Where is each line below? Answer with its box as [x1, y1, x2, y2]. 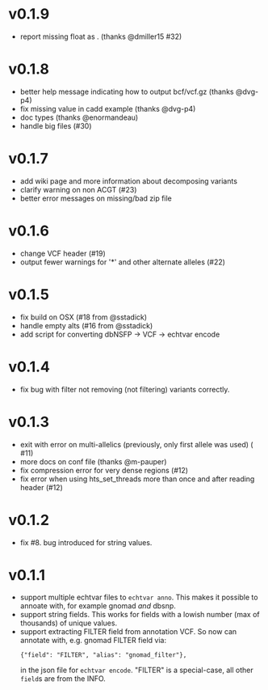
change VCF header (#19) [19, 248, 107, 258]
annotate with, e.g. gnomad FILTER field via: [19, 636, 167, 646]
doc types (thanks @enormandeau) [19, 112, 139, 122]
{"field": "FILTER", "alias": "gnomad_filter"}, [19, 651, 187, 659]
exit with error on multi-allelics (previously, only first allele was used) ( [19, 439, 253, 449]
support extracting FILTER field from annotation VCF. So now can [19, 627, 237, 637]
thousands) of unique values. [19, 618, 118, 628]
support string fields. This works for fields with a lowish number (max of [19, 610, 260, 620]
